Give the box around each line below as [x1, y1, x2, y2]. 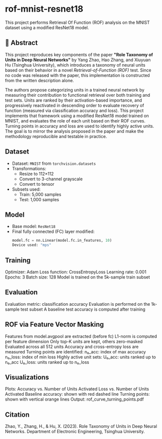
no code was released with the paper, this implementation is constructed [5, 72, 150, 78]
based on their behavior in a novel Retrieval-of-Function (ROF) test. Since [5, 67, 151, 73]
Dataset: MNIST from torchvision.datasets [12, 160, 96, 166]
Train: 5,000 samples [19, 191, 61, 197]
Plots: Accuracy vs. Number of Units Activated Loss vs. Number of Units [5, 386, 149, 392]
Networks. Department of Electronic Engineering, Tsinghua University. [5, 429, 145, 435]
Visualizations [5, 373, 49, 381]
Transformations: [12, 165, 46, 171]
